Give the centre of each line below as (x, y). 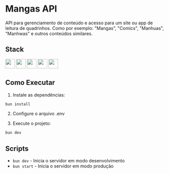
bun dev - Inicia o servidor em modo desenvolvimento (69, 161)
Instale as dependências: (39, 95)
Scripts (17, 148)
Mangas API (31, 9)
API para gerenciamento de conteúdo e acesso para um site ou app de (79, 23)
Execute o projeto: (32, 123)
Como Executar (30, 83)
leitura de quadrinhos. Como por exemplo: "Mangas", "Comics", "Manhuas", (84, 28)
